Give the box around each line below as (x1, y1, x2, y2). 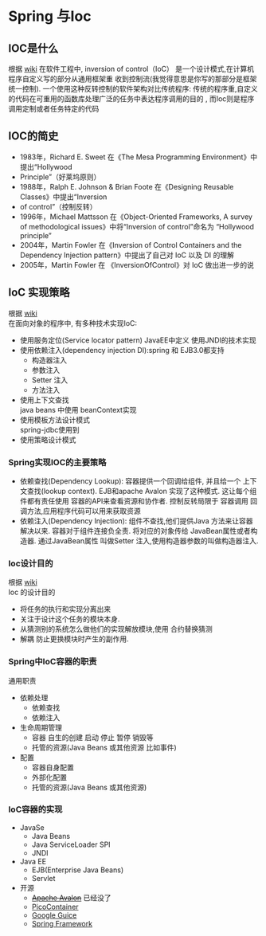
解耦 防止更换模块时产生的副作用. (19, 634, 129, 644)
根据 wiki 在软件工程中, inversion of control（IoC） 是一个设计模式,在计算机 (8, 65, 255, 73)
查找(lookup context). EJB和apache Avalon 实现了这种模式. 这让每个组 (26, 486, 257, 495)
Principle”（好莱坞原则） (19, 172, 101, 182)
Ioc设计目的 (8, 558, 53, 569)
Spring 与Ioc (8, 7, 92, 25)
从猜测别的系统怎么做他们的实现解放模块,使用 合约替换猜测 (19, 625, 213, 634)
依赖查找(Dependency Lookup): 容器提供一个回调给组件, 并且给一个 (19, 476, 241, 486)
